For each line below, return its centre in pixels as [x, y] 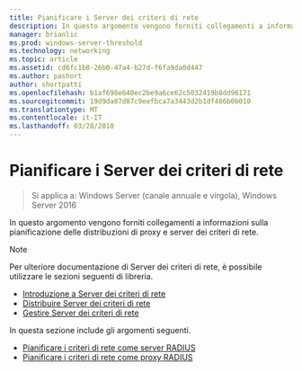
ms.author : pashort [46, 76]
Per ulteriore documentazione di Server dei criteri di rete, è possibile [136, 267]
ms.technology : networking [60, 51]
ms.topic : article [44, 59]
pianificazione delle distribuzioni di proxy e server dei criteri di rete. [134, 232]
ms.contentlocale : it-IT [56, 118]
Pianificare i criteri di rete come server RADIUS [109, 348]
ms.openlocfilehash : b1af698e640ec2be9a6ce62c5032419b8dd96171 [130, 93]
